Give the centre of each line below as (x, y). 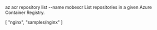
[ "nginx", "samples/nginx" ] (34, 22)
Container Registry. (25, 12)
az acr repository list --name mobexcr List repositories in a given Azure (78, 7)
